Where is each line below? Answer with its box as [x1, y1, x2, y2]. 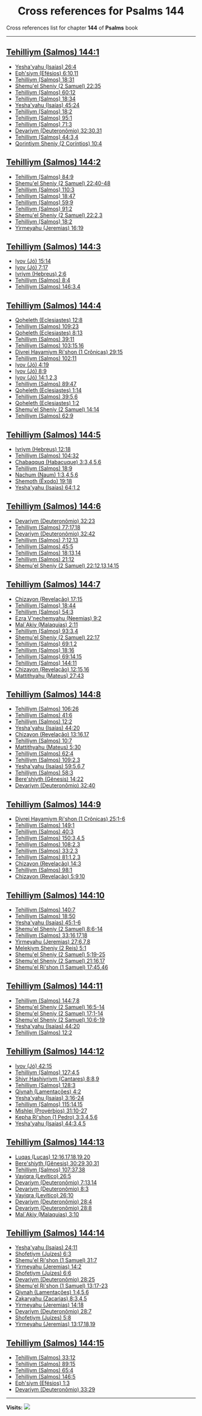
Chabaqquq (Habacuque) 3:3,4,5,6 [14, 459, 102, 465]
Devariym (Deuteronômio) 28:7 [14, 1308, 92, 1315]
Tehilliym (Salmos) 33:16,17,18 [14, 932, 88, 939]
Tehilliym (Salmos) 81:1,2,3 [14, 853, 81, 861]
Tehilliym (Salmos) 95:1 [14, 114, 72, 121]
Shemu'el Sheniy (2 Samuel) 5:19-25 [14, 951, 106, 958]
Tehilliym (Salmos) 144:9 [6, 799, 101, 810]
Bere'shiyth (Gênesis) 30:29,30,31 [14, 1159, 99, 1167]
